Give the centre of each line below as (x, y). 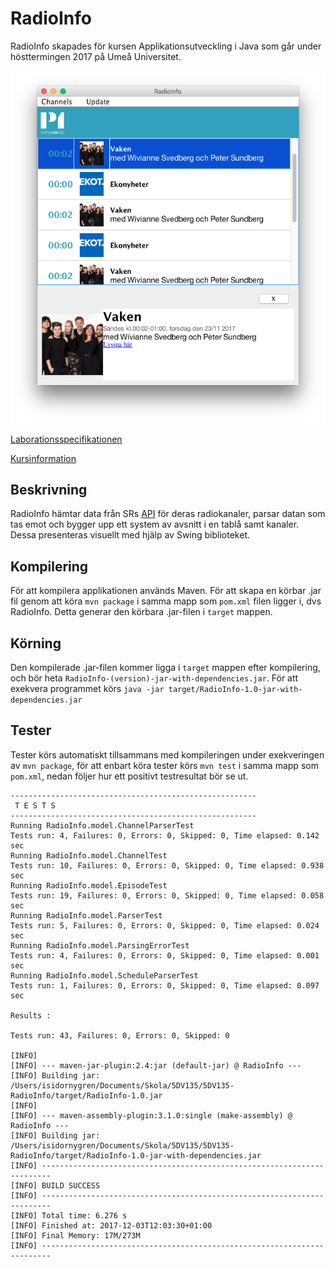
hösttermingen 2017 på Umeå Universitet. (96, 56)
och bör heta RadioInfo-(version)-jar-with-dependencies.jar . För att (154, 678)
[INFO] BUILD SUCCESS (55, 1185)
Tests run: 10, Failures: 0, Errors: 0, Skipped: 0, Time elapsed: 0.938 (167, 865)
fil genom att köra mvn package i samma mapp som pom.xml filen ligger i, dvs (166, 601)
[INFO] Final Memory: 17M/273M (75, 1235)
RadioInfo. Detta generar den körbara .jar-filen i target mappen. (141, 612)
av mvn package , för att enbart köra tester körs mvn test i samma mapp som (164, 765)
